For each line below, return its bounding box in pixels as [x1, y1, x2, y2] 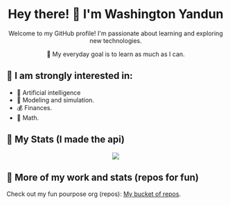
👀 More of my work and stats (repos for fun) [6, 171, 199, 183]
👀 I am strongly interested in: [6, 70, 133, 82]
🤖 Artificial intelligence [16, 88, 81, 96]
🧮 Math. [16, 114, 39, 122]
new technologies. [89, 36, 143, 44]
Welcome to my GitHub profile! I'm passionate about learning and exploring [8, 29, 223, 37]
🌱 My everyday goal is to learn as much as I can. [46, 50, 185, 58]
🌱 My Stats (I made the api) [6, 134, 125, 145]
